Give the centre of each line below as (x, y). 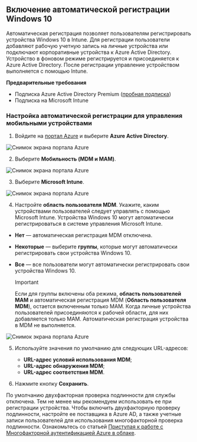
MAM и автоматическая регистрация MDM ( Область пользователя (101, 300)
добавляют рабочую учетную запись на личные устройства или (87, 46)
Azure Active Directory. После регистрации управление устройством (93, 65)
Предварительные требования (46, 82)
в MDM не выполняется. (45, 325)
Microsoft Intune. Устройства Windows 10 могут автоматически (94, 217)
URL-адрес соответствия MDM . (64, 372)
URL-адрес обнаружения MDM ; (64, 366)
